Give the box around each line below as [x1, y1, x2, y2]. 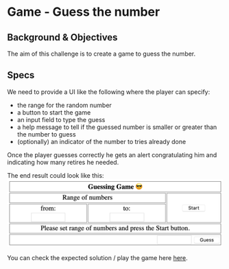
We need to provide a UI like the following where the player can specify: [7, 87, 210, 96]
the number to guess [16, 130, 77, 138]
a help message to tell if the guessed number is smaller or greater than [16, 123, 217, 131]
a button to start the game [16, 108, 91, 117]
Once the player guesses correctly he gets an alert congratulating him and [7, 150, 217, 159]
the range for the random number [16, 101, 112, 109]
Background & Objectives [7, 32, 118, 43]
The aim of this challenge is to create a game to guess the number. [7, 49, 196, 58]
